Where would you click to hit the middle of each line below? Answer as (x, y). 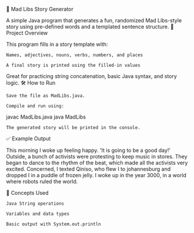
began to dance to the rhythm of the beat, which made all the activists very (97, 163)
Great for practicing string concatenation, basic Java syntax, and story (92, 76)
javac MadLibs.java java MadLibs (46, 117)
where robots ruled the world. (42, 181)
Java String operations (35, 204)
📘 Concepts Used (27, 193)
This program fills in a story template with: (57, 44)
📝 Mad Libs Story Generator (40, 9)
